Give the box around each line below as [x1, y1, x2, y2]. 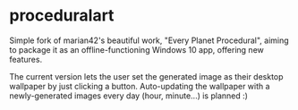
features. [9, 54, 43, 64]
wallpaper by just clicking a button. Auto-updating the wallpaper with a [9, 80, 270, 91]
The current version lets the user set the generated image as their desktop [9, 71, 284, 81]
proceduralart [9, 5, 115, 26]
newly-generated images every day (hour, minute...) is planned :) [9, 90, 249, 101]
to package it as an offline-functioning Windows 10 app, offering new [9, 44, 264, 55]
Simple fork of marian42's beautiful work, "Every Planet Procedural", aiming [9, 35, 289, 46]
